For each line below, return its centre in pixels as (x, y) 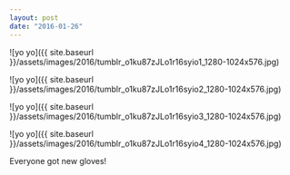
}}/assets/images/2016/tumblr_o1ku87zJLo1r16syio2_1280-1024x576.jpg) (145, 89)
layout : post (34, 18)
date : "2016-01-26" (46, 26)
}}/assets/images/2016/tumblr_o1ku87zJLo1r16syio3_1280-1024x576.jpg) (145, 116)
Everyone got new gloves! (58, 160)
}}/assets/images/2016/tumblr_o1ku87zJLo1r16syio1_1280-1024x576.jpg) (145, 62)
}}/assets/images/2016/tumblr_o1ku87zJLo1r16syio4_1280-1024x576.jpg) (145, 143)
